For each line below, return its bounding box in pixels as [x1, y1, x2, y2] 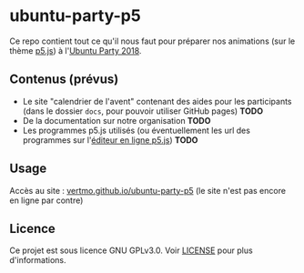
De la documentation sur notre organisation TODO [22, 115, 211, 126]
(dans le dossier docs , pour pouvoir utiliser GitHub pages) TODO [22, 106, 264, 116]
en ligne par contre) [9, 195, 84, 206]
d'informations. [9, 255, 66, 266]
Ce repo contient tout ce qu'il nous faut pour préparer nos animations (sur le [9, 35, 296, 46]
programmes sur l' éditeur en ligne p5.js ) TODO [22, 134, 198, 146]
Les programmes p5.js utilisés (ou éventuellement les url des [22, 125, 250, 136]
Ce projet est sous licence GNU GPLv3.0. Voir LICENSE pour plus [9, 245, 253, 256]
